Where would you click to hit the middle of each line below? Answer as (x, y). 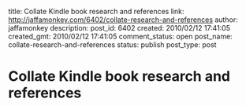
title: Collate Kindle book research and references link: (96, 11)
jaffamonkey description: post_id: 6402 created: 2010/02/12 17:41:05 (119, 28)
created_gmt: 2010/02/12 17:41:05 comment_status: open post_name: (120, 36)
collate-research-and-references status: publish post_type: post (112, 45)
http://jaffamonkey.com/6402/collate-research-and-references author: (123, 20)
